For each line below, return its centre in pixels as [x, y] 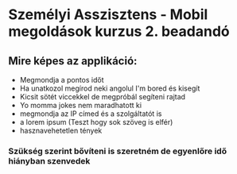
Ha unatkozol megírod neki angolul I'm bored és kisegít [110, 88]
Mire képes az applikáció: [73, 61]
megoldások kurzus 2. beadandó [119, 31]
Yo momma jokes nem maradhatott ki [80, 105]
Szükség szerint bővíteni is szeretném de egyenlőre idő [118, 151]
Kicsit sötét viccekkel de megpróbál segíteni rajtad [102, 97]
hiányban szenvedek [49, 160]
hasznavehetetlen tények [61, 130]
